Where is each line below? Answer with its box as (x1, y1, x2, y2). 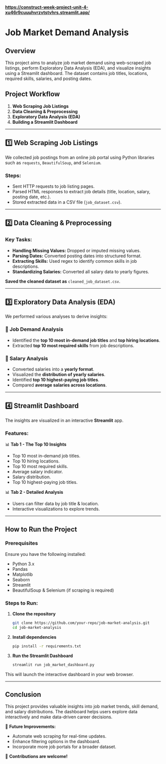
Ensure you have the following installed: (5, 551, 86, 557)
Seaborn (12, 576, 30, 583)
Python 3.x (12, 561, 35, 567)
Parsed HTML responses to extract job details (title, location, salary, (12, 188, 151, 194)
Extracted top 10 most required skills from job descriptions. (12, 342, 134, 348)
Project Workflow (5, 90, 60, 98)
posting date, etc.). (12, 194, 51, 200)
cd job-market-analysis (12, 625, 62, 630)
